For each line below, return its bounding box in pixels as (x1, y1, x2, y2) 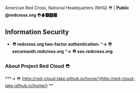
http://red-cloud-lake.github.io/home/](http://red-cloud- (23, 76, 136, 82)
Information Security (5, 28, 69, 36)
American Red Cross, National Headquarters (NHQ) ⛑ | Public (5, 5, 129, 11)
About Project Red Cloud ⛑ (5, 62, 70, 69)
